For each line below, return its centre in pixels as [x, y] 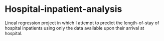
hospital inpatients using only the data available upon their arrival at [74, 28]
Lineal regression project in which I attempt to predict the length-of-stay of [82, 23]
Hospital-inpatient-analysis [63, 9]
